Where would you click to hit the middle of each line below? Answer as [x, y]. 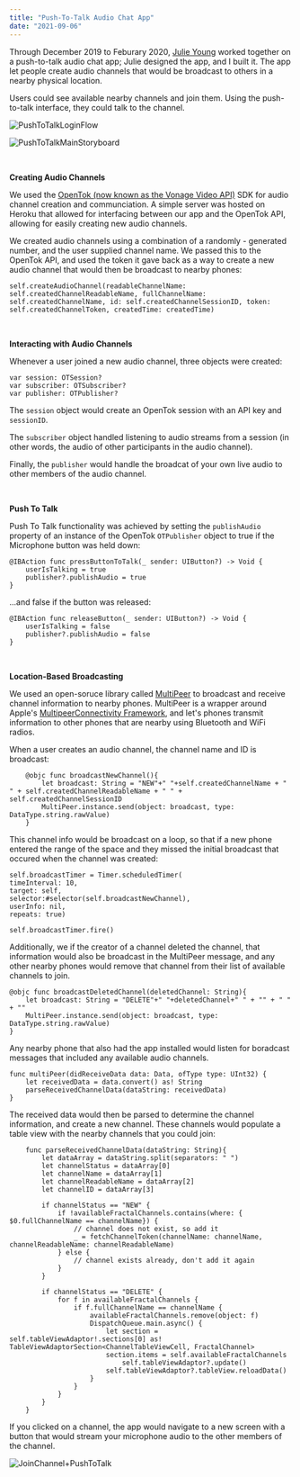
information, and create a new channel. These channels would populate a [145, 1124]
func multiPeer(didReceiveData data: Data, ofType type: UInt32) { [138, 1074]
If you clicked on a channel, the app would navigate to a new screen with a [147, 1427]
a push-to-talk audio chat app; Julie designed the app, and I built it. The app [150, 61]
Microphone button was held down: [75, 545]
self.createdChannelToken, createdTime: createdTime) [112, 310]
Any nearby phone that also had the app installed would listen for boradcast [150, 1048]
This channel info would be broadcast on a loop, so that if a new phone [141, 839]
